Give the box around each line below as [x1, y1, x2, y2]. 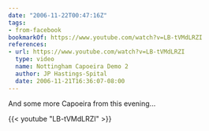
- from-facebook [8, 26, 62, 34]
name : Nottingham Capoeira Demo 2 [15, 63, 129, 71]
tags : [8, 19, 26, 27]
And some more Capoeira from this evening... [8, 99, 156, 108]
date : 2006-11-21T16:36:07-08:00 [15, 77, 125, 85]
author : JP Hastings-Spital [15, 70, 108, 78]
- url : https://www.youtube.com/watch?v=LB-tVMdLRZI [8, 48, 185, 56]
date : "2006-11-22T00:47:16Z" [8, 11, 108, 20]
